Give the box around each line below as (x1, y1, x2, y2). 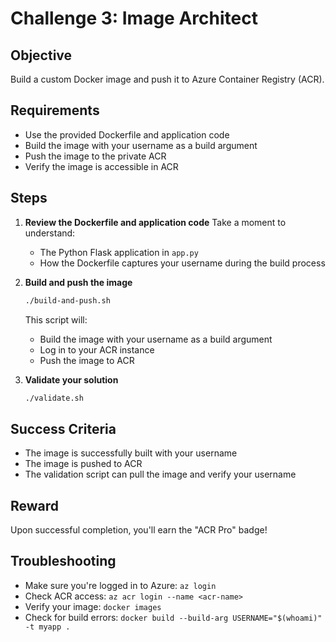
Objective (10, 47, 73, 64)
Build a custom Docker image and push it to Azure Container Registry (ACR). (10, 73, 325, 85)
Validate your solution (24, 373, 119, 386)
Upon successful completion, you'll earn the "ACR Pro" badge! (10, 524, 268, 536)
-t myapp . (24, 622, 71, 632)
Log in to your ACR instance (39, 343, 155, 356)
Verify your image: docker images (24, 600, 162, 612)
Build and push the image (24, 276, 133, 288)
